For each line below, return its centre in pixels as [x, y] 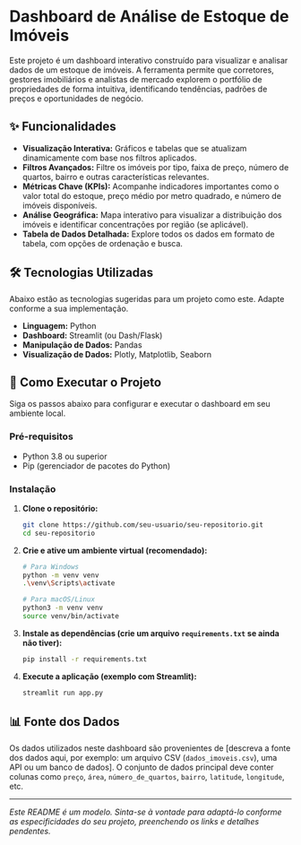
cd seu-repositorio [59, 533]
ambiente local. [38, 413]
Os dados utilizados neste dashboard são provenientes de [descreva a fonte [150, 748]
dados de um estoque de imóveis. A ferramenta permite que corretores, [142, 70]
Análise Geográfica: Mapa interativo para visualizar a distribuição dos [152, 215]
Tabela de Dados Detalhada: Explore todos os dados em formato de [148, 234]
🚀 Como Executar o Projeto [86, 382]
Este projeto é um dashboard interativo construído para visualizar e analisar [149, 60]
